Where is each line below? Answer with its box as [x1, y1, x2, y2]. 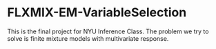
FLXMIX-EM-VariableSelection [7, 5, 187, 20]
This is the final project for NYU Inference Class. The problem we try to [7, 27, 209, 35]
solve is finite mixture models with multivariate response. [7, 34, 169, 42]
